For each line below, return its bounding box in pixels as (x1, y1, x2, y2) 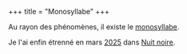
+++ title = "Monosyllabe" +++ (8, 7, 109, 16)
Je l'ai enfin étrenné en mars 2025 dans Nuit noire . (8, 37, 176, 47)
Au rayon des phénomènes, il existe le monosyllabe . (8, 22, 180, 31)
